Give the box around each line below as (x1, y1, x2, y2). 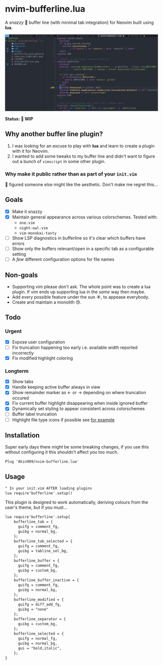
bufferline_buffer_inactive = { (14, 578, 79, 583)
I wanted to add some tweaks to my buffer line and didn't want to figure (12, 153, 155, 159)
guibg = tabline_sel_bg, (17, 549, 68, 554)
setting (12, 252, 26, 257)
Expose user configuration (12, 339, 65, 345)
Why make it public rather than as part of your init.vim (5, 170, 137, 177)
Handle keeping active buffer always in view (12, 384, 100, 390)
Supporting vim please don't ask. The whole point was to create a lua (12, 284, 151, 289)
